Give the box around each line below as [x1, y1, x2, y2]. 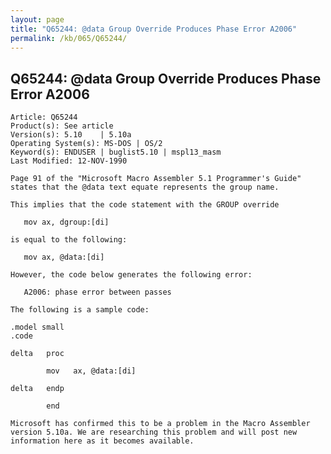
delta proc [10, 349, 65, 359]
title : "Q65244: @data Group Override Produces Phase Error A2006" [10, 24, 298, 34]
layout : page [10, 14, 65, 25]
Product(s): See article [10, 121, 114, 131]
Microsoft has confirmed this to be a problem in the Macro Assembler [10, 419, 311, 429]
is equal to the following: [10, 235, 128, 245]
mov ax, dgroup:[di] [23, 217, 110, 228]
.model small [10, 322, 65, 333]
